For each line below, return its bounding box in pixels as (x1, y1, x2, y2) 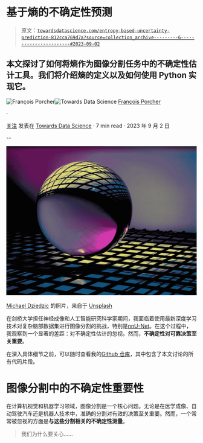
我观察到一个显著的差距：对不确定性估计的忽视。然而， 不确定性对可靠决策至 (6, 330, 197, 337)
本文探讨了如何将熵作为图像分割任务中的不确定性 (6, 59, 189, 69)
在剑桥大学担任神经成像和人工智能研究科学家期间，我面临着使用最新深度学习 (6, 315, 197, 322)
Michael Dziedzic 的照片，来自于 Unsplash (6, 302, 113, 310)
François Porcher (118, 98, 161, 105)
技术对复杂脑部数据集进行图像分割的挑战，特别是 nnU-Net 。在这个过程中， (6, 322, 192, 330)
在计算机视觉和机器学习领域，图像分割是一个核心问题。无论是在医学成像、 (6, 403, 192, 410)
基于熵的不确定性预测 (6, 5, 113, 19)
